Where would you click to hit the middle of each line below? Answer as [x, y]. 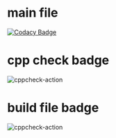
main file [33, 13]
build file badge [53, 108]
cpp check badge [58, 60]
